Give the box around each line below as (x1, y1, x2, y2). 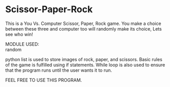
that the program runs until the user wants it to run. (5, 67, 112, 73)
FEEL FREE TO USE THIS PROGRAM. (5, 77, 82, 83)
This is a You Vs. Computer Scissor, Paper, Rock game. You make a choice (5, 20, 161, 26)
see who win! (5, 31, 33, 37)
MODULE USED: (5, 41, 40, 47)
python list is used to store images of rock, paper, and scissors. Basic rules (5, 56, 163, 62)
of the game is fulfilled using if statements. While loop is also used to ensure (5, 62, 165, 68)
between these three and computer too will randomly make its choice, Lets (5, 25, 162, 32)
